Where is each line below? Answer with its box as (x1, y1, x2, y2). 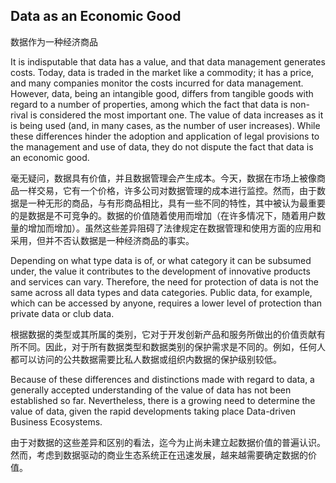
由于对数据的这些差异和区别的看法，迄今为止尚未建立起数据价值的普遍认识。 (10, 436, 326, 448)
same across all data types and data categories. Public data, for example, (10, 286, 313, 298)
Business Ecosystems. (10, 415, 103, 428)
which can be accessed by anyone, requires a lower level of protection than (10, 297, 323, 309)
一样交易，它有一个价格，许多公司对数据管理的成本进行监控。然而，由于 (18, 184, 317, 196)
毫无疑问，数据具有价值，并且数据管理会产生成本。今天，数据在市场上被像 (10, 172, 317, 184)
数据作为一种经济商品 (10, 35, 98, 48)
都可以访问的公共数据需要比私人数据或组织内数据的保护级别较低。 (10, 353, 282, 365)
